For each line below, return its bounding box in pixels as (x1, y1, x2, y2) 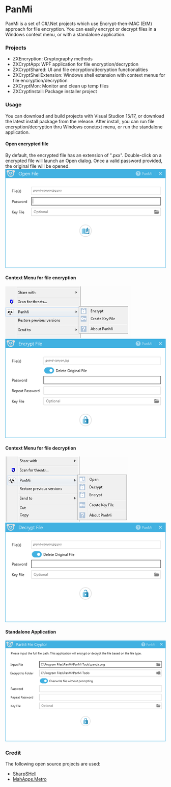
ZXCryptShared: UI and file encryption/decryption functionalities (12, 66, 148, 73)
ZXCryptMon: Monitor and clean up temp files (12, 83, 109, 89)
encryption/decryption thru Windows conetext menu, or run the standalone (5, 124, 163, 130)
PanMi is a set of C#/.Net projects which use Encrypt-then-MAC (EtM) (5, 20, 153, 27)
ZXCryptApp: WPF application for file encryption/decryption (12, 61, 139, 68)
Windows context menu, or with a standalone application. (5, 31, 126, 37)
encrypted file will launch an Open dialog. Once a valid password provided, (5, 158, 163, 164)
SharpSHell (12, 771, 37, 777)
